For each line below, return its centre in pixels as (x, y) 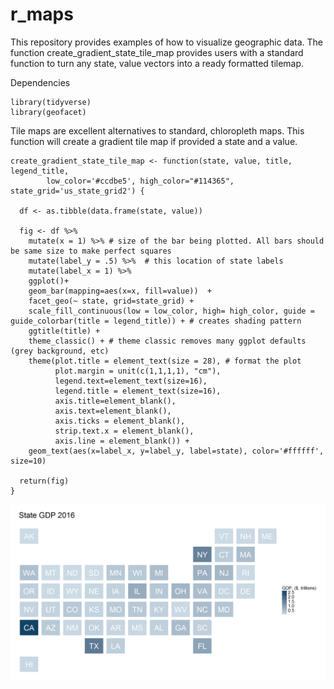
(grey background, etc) (60, 351)
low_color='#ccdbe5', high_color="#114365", (140, 181)
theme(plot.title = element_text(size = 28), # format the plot (165, 361)
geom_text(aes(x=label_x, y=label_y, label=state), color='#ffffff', (176, 451)
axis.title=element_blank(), (115, 401)
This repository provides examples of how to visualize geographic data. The (166, 42)
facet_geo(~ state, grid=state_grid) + (111, 301)
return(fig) (44, 481)
